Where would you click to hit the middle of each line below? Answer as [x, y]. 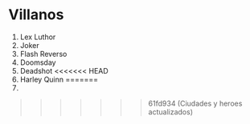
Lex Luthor [38, 37]
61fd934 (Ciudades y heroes [195, 103]
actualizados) [170, 112]
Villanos [36, 15]
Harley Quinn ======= [59, 79]
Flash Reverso [43, 54]
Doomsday [38, 62]
